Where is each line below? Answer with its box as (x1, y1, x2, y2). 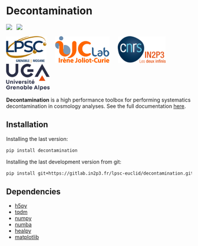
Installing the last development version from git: (6, 158, 122, 165)
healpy (14, 227, 31, 234)
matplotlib (14, 234, 39, 241)
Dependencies (6, 186, 61, 196)
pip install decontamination (6, 147, 78, 153)
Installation (6, 120, 48, 130)
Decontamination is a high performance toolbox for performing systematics (6, 96, 191, 103)
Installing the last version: (6, 135, 68, 142)
